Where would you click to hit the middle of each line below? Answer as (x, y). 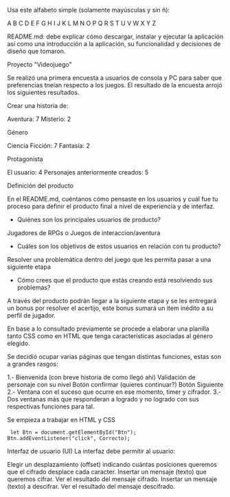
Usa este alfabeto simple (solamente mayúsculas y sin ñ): (89, 10)
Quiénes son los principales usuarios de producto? (89, 220)
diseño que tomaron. (36, 51)
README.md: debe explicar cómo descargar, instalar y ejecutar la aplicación (115, 36)
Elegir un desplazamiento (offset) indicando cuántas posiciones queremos (112, 464)
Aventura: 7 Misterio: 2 (39, 119)
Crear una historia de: (38, 106)
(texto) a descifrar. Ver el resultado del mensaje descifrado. (91, 486)
